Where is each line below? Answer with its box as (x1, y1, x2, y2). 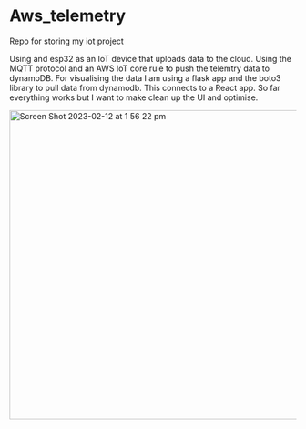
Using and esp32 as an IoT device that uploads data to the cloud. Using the (9, 53, 291, 64)
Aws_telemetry (9, 5, 126, 26)
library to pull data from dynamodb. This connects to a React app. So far (9, 82, 280, 93)
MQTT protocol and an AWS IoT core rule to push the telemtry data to (9, 63, 270, 74)
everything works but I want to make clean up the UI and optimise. (9, 92, 259, 103)
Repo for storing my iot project (9, 36, 125, 46)
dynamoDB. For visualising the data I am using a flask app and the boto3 (9, 72, 281, 83)
